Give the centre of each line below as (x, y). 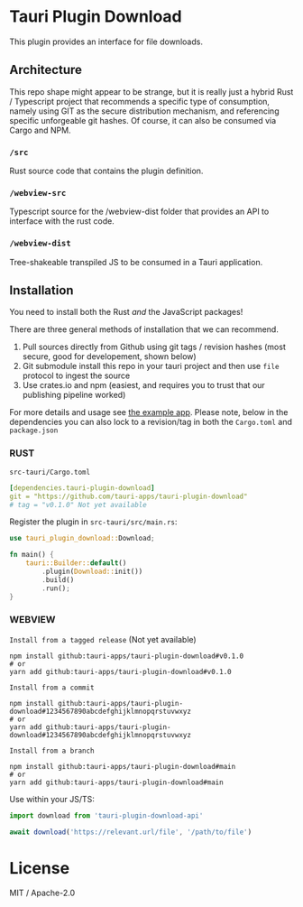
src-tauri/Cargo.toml (50, 472)
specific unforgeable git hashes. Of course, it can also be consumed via (143, 120)
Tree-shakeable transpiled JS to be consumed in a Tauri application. (136, 262)
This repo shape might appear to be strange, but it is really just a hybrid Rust (151, 91)
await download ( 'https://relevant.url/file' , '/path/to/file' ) (131, 832)
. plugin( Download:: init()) (92, 571)
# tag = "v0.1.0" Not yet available (78, 504)
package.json (34, 430)
